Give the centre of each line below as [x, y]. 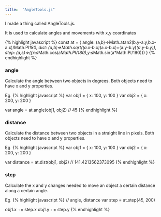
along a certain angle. [27, 190]
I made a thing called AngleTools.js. [40, 23]
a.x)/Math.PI [17, 47]
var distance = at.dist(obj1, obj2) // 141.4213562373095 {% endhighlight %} [80, 162]
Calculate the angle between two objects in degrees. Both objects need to [79, 81]
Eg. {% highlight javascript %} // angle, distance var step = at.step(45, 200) [80, 200]
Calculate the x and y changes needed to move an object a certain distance [80, 185]
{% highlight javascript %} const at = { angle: [50, 42]
